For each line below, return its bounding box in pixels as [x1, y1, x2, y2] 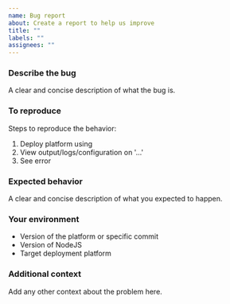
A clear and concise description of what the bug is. [8, 85, 176, 95]
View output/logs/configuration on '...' [19, 147, 144, 157]
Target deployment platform [19, 248, 111, 259]
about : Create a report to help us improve [8, 19, 155, 27]
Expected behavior [8, 176, 84, 187]
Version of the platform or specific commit [19, 232, 159, 241]
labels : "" [8, 33, 45, 42]
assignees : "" [8, 41, 56, 49]
